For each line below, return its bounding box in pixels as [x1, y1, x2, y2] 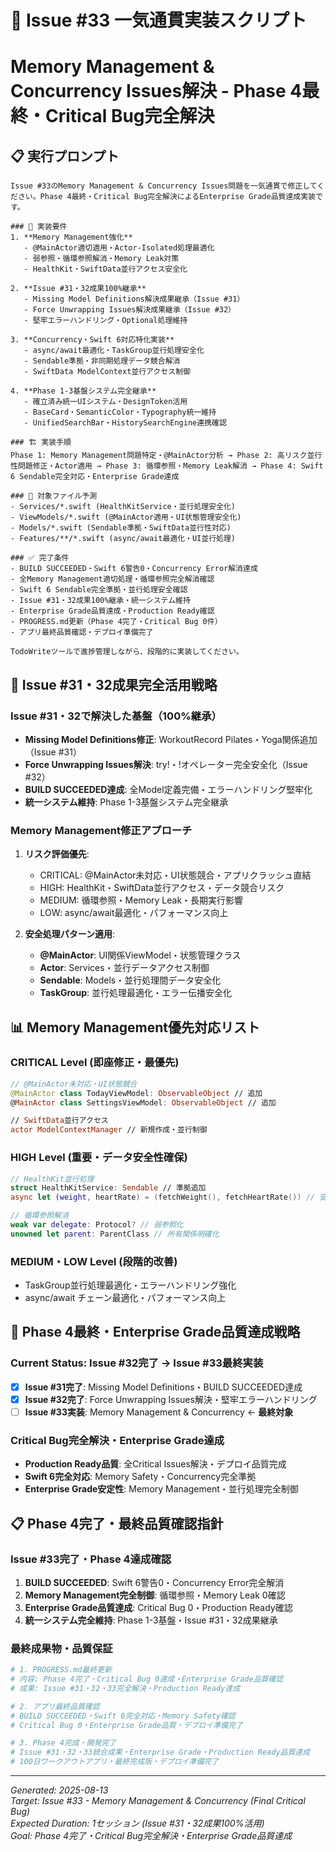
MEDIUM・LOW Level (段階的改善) [10, 1254, 178, 1268]
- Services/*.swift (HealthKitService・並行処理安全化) [10, 502, 236, 512]
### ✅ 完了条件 [10, 553, 70, 563]
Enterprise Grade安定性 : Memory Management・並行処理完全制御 [24, 1483, 299, 1495]
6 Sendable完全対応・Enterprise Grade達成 [10, 472, 180, 482]
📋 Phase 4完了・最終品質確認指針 [10, 1515, 224, 1532]
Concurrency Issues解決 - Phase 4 [10, 80, 303, 103]
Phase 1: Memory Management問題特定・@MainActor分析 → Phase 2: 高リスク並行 [10, 451, 323, 461]
